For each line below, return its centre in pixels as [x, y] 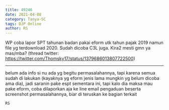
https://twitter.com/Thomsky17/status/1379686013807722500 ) [70, 58]
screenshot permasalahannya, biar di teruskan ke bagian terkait [71, 94]
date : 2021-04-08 [23, 14]
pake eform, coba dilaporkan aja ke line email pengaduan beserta [73, 89]
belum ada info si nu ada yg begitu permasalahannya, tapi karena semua [80, 73]
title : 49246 [19, 10]
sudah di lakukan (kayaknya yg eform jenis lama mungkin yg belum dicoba [82, 78]
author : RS [17, 28]
